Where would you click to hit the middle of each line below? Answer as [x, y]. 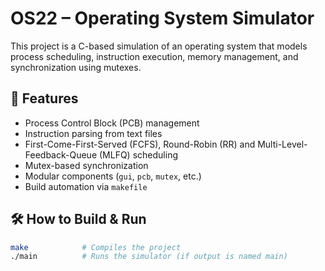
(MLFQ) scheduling [138, 154]
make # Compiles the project [96, 247]
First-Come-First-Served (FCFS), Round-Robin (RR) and [140, 144]
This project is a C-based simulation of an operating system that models [159, 46]
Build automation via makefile [86, 186]
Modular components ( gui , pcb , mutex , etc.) [113, 176]
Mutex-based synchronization [86, 165]
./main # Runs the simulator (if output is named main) [149, 257]
